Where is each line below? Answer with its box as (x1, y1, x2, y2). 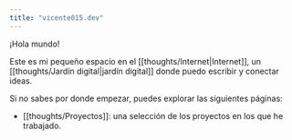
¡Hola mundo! (9, 38, 60, 49)
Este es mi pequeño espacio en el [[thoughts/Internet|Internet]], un (9, 55, 262, 66)
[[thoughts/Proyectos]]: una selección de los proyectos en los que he (22, 110, 284, 121)
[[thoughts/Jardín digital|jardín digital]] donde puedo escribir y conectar (9, 65, 280, 76)
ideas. (9, 75, 33, 86)
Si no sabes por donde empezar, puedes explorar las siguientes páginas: (9, 93, 283, 104)
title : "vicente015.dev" (9, 13, 104, 23)
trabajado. (22, 120, 62, 131)
